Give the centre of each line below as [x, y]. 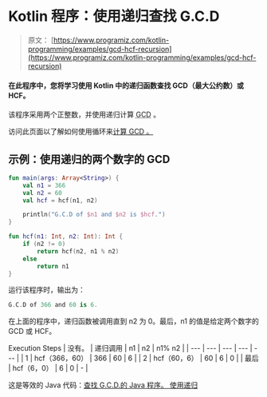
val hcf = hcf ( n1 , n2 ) [60, 200]
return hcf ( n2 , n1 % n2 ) [78, 251]
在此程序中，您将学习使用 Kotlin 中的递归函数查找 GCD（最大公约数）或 [126, 85]
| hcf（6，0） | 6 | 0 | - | [48, 368]
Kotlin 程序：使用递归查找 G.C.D [114, 16]
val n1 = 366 [44, 185]
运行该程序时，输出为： [47, 290]
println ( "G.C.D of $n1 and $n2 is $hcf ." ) [94, 215]
